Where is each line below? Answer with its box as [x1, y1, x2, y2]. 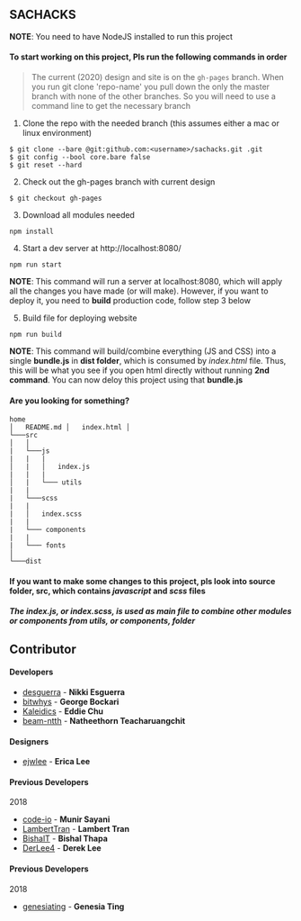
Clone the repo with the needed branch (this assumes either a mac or [22, 118, 280, 129]
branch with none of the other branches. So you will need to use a [31, 91, 277, 102]
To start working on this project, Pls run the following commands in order [9, 51, 288, 62]
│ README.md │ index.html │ [9, 423, 130, 432]
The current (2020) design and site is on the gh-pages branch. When [31, 72, 285, 83]
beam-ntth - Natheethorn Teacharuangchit [22, 716, 186, 726]
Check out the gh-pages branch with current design [22, 176, 216, 187]
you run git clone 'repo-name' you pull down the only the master [31, 81, 270, 93]
